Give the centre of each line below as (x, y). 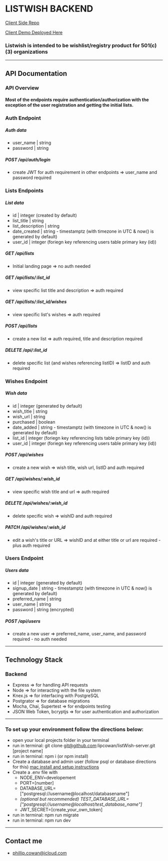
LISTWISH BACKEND (49, 9)
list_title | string (28, 220)
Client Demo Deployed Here (34, 32)
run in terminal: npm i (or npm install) (50, 756)
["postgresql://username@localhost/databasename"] (74, 794)
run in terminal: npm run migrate (45, 815)
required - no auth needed (39, 639)
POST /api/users (23, 621)
